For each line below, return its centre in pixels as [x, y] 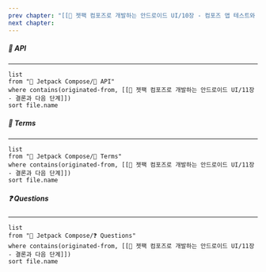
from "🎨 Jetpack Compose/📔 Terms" [65, 157]
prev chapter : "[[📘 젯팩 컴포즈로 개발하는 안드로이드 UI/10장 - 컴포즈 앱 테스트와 [132, 15]
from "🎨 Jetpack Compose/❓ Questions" [72, 236]
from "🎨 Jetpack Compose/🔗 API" [61, 82]
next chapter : [32, 23]
